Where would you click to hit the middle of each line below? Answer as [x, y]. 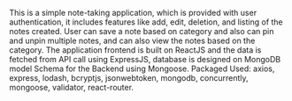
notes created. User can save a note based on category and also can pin [142, 31]
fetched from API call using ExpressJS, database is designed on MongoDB [145, 59]
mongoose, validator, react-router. [72, 87]
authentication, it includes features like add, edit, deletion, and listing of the [146, 22]
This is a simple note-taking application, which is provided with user [133, 13]
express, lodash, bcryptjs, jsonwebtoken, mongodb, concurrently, [129, 78]
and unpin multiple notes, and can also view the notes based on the [132, 40]
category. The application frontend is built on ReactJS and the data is [135, 50]
